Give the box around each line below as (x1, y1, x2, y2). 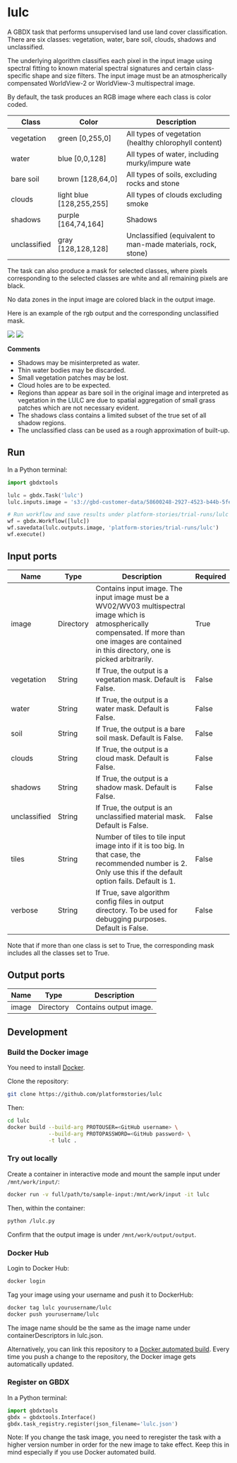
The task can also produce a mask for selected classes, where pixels (7, 266, 208, 274)
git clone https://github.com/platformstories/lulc (7, 1091, 162, 1098)
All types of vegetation (126, 129, 201, 139)
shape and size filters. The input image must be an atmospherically (32, 71, 227, 80)
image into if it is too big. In (95, 840, 185, 850)
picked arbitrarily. (95, 654, 154, 664)
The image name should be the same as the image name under (7, 1324, 190, 1332)
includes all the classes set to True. (7, 949, 110, 957)
